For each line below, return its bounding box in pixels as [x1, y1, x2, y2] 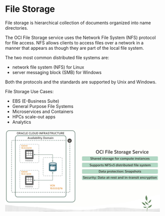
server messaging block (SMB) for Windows [12, 69, 102, 75]
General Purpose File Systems [12, 103, 74, 109]
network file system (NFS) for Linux [12, 64, 84, 70]
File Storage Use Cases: [5, 88, 54, 94]
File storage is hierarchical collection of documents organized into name [5, 20, 151, 26]
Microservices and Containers [12, 108, 74, 114]
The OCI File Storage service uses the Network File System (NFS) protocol [5, 35, 156, 40]
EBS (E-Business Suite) [12, 98, 59, 104]
